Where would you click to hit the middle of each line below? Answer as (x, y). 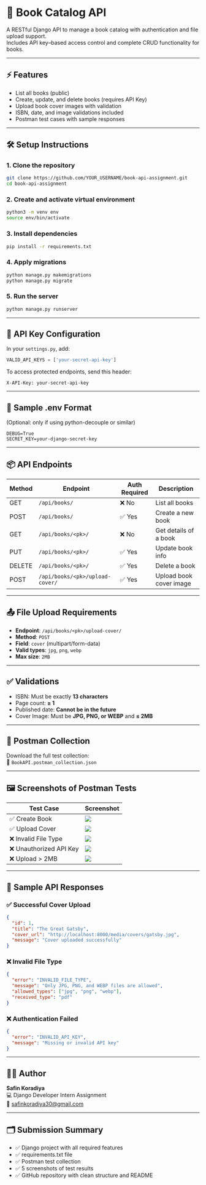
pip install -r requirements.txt (49, 246)
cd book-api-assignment (37, 184)
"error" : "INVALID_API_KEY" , (49, 1037)
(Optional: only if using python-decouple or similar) (71, 423)
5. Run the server (32, 296)
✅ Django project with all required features (69, 1148)
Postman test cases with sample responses (70, 119)
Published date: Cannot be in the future (66, 710)
